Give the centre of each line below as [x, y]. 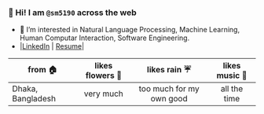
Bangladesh [34, 99]
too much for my [169, 89]
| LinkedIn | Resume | [52, 46]
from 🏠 [42, 69]
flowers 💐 [103, 75]
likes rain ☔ [169, 69]
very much [103, 94]
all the [232, 89]
